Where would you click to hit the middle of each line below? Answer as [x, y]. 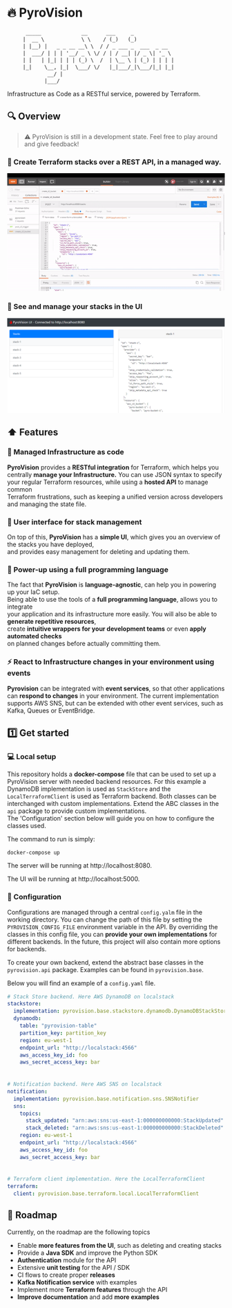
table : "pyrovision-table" [58, 1026]
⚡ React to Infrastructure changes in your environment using [111, 662]
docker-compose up [33, 853]
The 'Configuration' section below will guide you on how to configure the [111, 818]
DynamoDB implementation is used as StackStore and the [89, 789]
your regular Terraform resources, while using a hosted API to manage [108, 482]
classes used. [27, 826]
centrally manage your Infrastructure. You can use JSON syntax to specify [115, 474]
